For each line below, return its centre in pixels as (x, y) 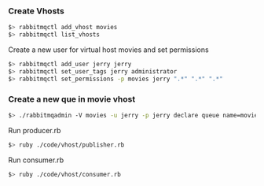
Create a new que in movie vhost (72, 99)
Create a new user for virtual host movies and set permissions (109, 50)
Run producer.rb (35, 130)
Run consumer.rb (36, 160)
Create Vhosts (36, 11)
